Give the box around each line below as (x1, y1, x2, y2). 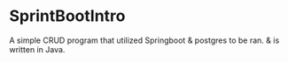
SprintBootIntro (9, 6, 126, 26)
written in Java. (9, 44, 66, 54)
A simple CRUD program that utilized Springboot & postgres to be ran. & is (9, 35, 280, 45)
